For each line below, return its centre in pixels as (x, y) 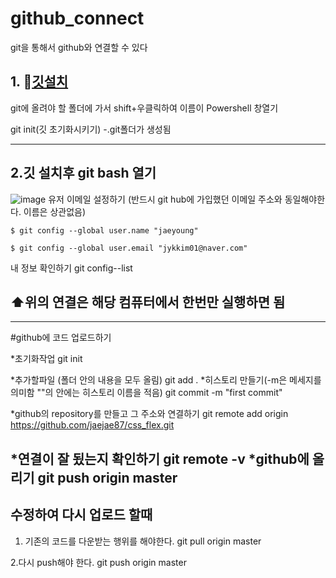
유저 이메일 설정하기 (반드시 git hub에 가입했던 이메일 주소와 (165, 199)
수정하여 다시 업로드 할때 (81, 515)
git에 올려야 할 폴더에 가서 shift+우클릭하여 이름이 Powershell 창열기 (144, 108)
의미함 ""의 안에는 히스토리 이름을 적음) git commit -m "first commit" (146, 393)
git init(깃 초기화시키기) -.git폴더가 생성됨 (91, 129)
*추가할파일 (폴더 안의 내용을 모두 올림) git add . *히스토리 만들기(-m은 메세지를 (166, 380)
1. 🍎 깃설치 (39, 82)
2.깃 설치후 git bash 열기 (83, 173)
